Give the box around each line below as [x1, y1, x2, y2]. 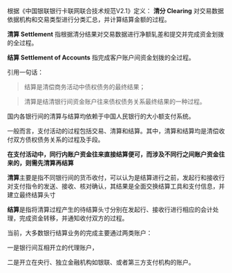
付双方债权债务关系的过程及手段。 [7, 135, 104, 144]
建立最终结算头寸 [7, 191, 56, 199]
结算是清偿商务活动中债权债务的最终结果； [23, 83, 146, 91]
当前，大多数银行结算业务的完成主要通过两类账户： [7, 229, 153, 237]
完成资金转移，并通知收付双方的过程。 [19, 214, 128, 222]
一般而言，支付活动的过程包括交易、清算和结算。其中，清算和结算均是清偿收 [7, 127, 225, 135]
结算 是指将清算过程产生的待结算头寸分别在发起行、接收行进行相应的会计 [7, 205, 213, 214]
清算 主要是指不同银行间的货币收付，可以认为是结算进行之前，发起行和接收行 [7, 173, 225, 182]
